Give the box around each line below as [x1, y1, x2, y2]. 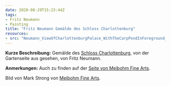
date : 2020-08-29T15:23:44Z [5, 7, 65, 13]
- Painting [5, 21, 28, 27]
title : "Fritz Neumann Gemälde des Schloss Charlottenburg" [5, 26, 136, 32]
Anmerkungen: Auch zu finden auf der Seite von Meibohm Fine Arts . [5, 65, 151, 71]
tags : [5, 12, 17, 17]
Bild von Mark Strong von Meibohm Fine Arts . [5, 75, 101, 81]
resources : [5, 31, 28, 36]
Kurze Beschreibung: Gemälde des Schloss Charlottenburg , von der [5, 49, 149, 56]
